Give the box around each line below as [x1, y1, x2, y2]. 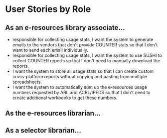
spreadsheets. [12, 79, 42, 85]
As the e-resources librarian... [5, 109, 101, 118]
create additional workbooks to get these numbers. [12, 95, 118, 101]
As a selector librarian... [5, 126, 81, 135]
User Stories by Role [5, 3, 91, 15]
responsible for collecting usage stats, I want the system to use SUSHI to [12, 52, 162, 58]
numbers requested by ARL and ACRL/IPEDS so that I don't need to [12, 90, 151, 95]
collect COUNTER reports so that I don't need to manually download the [12, 58, 161, 63]
